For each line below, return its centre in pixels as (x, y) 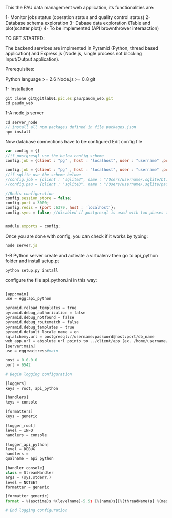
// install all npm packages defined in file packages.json (71, 127)
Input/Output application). (33, 59)
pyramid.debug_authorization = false (46, 313)
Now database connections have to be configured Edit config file (74, 142)
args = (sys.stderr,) (28, 477)
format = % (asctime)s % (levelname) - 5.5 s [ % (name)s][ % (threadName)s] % (82, 501)
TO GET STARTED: (25, 38)
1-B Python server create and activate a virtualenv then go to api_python (82, 255)
